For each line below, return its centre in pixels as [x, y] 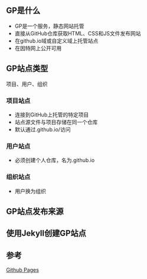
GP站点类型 [27, 69]
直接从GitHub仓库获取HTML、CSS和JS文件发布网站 [78, 33]
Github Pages [23, 270]
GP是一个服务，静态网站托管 [49, 26]
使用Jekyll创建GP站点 [46, 233]
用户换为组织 [30, 191]
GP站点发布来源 [35, 211]
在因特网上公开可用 [38, 48]
